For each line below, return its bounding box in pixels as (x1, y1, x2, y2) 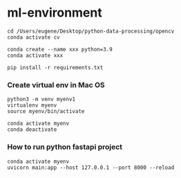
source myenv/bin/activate (7, 108, 85, 115)
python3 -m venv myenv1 (7, 96, 76, 103)
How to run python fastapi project (7, 142, 123, 152)
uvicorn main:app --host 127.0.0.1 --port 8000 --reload (7, 164, 175, 171)
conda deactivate (7, 126, 57, 133)
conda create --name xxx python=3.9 (7, 46, 113, 53)
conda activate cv (7, 33, 60, 41)
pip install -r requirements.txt (7, 64, 104, 71)
